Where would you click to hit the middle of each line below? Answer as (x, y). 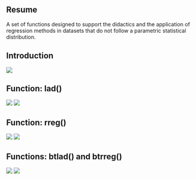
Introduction (30, 56)
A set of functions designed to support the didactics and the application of (98, 24)
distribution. (21, 37)
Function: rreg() (36, 122)
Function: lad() (34, 89)
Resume (22, 10)
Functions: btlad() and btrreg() (64, 156)
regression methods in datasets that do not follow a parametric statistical (96, 30)
